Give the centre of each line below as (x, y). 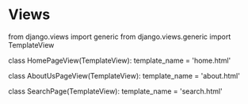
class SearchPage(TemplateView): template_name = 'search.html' (116, 91)
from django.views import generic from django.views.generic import (120, 37)
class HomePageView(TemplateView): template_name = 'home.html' (120, 60)
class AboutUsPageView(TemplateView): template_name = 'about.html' (124, 75)
